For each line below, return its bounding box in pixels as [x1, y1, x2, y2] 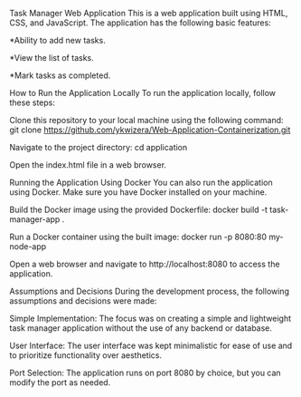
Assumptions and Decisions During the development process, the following [9, 286, 289, 296]
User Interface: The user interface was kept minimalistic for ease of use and [9, 340, 293, 351]
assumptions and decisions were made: [9, 295, 157, 306]
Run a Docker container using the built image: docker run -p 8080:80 [9, 231, 268, 242]
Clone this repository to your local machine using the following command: [9, 115, 284, 125]
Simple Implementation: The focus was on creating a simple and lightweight [9, 313, 292, 324]
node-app [9, 241, 47, 252]
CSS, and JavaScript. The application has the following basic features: [9, 17, 271, 28]
